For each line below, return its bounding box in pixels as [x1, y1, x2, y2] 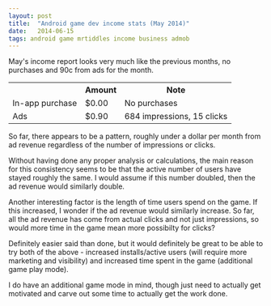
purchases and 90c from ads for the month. [8, 66, 154, 75]
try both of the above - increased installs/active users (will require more [8, 248, 248, 257]
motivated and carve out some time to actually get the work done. [8, 289, 228, 299]
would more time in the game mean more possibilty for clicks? [8, 223, 216, 233]
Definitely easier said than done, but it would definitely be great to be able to [8, 239, 264, 249]
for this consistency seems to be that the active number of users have [8, 164, 242, 174]
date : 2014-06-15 [8, 27, 74, 35]
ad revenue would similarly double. [8, 181, 125, 191]
